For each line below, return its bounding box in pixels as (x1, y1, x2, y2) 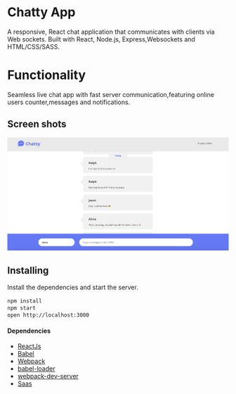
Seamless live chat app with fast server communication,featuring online (7, 90, 214, 99)
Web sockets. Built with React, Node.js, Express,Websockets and (7, 34, 195, 43)
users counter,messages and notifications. (7, 98, 131, 106)
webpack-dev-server (17, 372, 79, 381)
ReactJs (17, 342, 41, 350)
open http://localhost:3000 (7, 312, 90, 319)
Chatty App (7, 4, 76, 20)
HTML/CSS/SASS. (7, 42, 60, 51)
